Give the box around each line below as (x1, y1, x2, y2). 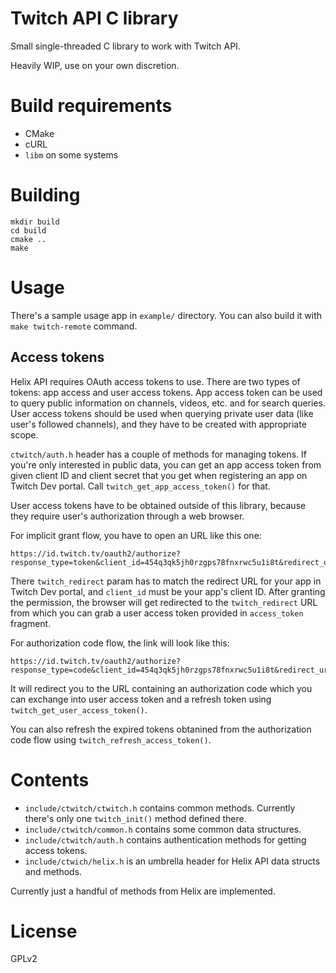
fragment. (10, 617, 52, 629)
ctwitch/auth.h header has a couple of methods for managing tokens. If (10, 448, 307, 460)
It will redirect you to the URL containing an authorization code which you (10, 682, 313, 694)
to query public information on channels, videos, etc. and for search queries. (10, 397, 326, 409)
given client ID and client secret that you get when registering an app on (10, 469, 308, 481)
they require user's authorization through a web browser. (10, 510, 245, 522)
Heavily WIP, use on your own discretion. (10, 59, 180, 71)
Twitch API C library (10, 7, 179, 30)
